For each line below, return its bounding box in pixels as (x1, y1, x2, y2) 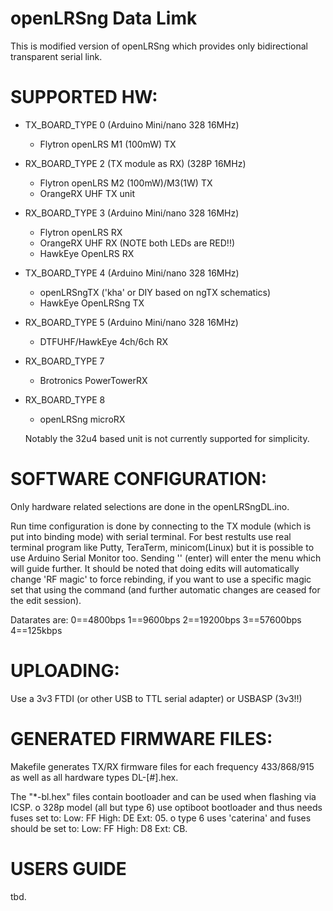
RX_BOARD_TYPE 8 (24, 393, 106, 406)
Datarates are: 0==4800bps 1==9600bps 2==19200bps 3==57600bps (10, 613, 302, 626)
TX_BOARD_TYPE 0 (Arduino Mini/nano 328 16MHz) (24, 118, 240, 131)
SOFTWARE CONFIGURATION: (10, 468, 268, 491)
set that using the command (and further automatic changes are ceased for (10, 583, 321, 596)
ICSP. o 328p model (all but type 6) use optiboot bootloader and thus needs (10, 801, 323, 813)
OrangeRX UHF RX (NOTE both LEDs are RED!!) (39, 237, 236, 249)
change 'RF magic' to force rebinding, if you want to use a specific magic (10, 573, 312, 585)
